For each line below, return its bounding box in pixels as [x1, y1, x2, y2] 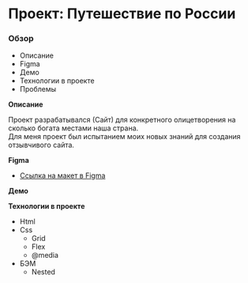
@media [31, 251, 59, 260]
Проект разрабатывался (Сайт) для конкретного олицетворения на [8, 115, 236, 125]
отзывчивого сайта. [8, 140, 75, 150]
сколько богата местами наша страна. [8, 123, 139, 133]
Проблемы [19, 85, 57, 94]
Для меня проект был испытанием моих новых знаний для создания [8, 132, 241, 141]
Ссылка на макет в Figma [19, 171, 106, 180]
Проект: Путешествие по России [8, 5, 236, 23]
